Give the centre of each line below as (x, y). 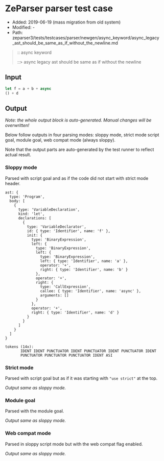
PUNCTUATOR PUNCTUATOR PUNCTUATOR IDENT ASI (66, 355)
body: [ (17, 201)
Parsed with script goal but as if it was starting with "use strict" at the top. (81, 378)
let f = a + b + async (28, 89)
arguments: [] (54, 295)
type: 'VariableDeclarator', (57, 227)
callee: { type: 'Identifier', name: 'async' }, (90, 291)
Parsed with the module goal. (35, 411)
